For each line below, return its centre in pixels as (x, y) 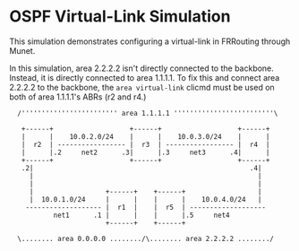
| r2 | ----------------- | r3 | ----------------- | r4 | (145, 144)
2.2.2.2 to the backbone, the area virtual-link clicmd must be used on (142, 87)
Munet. (22, 50)
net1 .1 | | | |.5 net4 (141, 215)
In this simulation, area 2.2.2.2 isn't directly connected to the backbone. (142, 68)
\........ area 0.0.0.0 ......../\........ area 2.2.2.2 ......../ (146, 238)
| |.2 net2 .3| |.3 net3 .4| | (145, 152)
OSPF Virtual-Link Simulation (120, 17)
